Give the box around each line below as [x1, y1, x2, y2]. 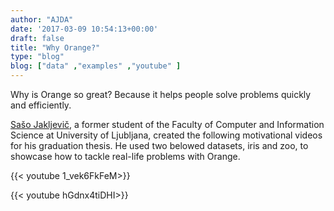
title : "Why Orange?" [10, 42, 101, 53]
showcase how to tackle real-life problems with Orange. [10, 151, 241, 162]
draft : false [10, 33, 65, 43]
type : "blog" [10, 52, 65, 62]
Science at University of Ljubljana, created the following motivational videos [10, 129, 323, 141]
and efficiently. [10, 99, 72, 111]
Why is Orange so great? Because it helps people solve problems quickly [10, 89, 312, 100]
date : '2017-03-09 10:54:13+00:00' [10, 24, 159, 34]
